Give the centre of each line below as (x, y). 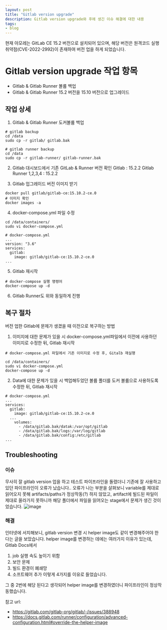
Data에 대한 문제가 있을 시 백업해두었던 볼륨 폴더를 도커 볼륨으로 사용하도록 (85, 380)
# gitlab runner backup (30, 149)
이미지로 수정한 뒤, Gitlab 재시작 (43, 343)
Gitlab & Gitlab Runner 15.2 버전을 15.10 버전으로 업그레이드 (71, 92)
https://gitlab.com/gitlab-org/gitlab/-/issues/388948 (66, 612)
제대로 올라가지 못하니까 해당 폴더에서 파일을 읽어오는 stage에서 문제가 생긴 (79, 501)
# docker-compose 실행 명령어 (34, 281)
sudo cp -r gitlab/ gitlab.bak (38, 140)
